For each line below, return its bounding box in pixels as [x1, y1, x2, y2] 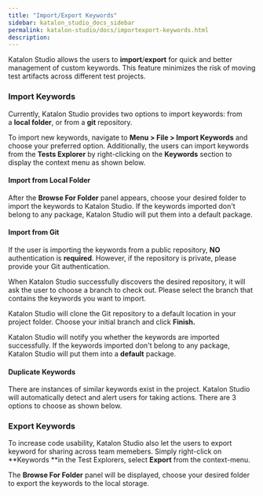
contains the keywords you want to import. [8, 294, 147, 303]
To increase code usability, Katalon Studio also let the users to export [8, 439, 232, 448]
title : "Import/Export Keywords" [8, 11, 118, 20]
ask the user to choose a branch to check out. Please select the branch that [8, 285, 254, 294]
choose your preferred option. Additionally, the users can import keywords [8, 140, 250, 150]
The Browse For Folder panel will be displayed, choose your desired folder [8, 470, 250, 480]
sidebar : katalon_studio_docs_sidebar [8, 19, 135, 27]
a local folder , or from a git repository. [8, 117, 133, 126]
